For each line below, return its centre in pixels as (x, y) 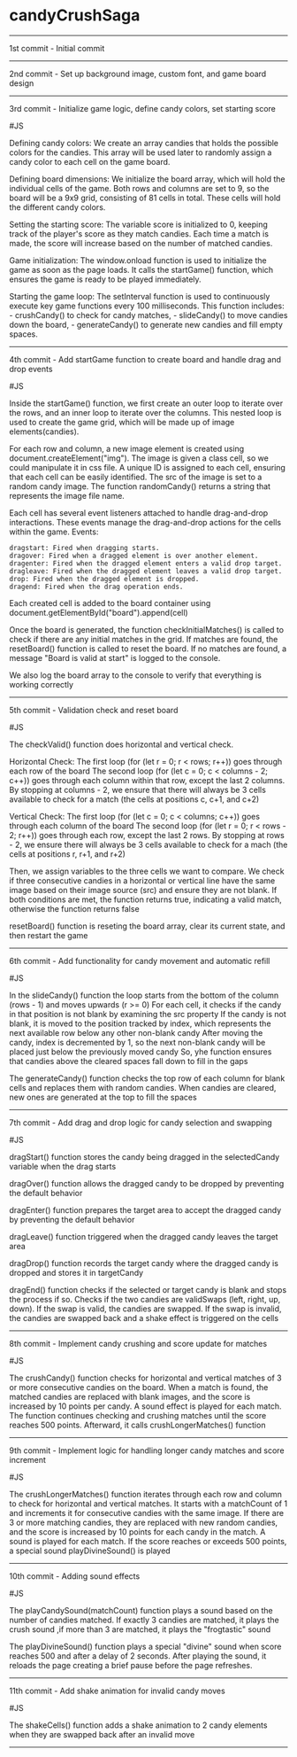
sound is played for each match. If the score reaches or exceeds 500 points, (148, 1541)
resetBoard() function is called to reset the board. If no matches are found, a (148, 649)
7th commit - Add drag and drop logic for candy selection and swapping (141, 1123)
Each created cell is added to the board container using (110, 603)
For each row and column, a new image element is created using (127, 448)
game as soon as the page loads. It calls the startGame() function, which (141, 269)
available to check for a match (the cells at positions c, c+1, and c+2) (134, 799)
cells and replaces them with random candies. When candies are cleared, (143, 1087)
